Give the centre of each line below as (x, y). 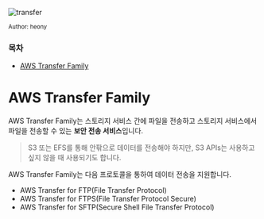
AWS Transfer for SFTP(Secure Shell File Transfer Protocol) (117, 207)
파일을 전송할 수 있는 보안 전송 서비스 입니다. (76, 131)
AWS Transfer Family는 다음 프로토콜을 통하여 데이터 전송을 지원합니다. (120, 175)
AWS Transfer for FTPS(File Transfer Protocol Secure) (108, 199)
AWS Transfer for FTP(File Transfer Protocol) (93, 190)
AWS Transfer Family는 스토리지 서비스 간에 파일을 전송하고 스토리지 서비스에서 (132, 121)
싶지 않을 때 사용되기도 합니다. (74, 158)
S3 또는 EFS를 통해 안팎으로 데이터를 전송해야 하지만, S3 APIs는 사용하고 (141, 148)
